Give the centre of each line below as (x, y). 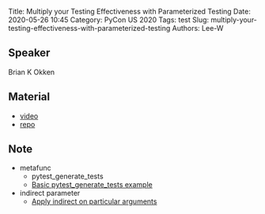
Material (29, 97)
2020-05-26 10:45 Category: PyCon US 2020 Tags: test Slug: (109, 20)
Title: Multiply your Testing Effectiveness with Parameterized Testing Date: (129, 11)
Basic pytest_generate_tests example (92, 185)
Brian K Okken (32, 72)
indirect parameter (50, 193)
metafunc (35, 168)
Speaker (29, 53)
